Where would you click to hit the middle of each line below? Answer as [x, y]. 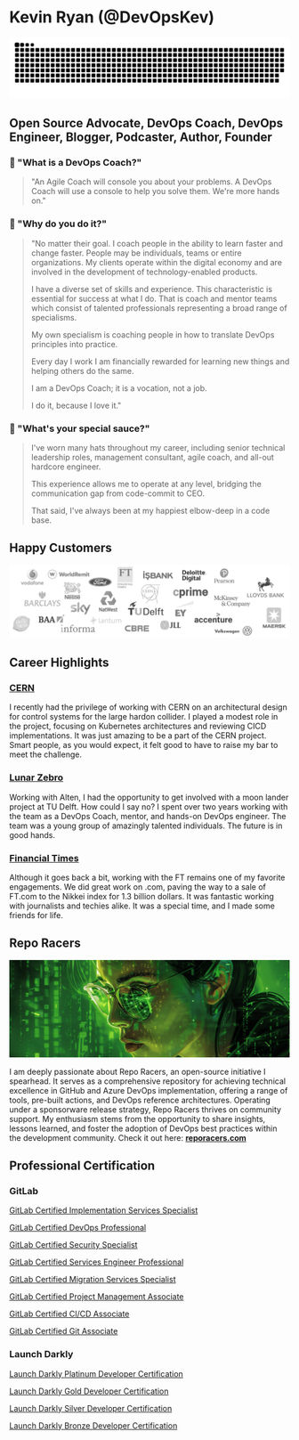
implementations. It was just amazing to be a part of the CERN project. [138, 736]
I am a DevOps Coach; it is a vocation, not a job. [119, 388]
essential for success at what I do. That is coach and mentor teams [154, 298]
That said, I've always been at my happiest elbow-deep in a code [150, 510]
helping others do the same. [82, 370]
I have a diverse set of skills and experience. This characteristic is [152, 289]
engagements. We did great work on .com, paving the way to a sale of [138, 887]
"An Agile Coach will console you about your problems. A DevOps [151, 182]
